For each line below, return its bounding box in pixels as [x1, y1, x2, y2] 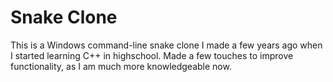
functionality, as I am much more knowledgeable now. [10, 60, 232, 72]
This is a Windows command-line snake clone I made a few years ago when [10, 39, 323, 51]
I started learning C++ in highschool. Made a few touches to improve [10, 49, 294, 61]
